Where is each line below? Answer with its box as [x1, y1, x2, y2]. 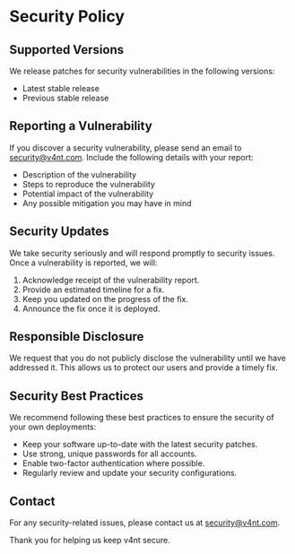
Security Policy [9, 6, 126, 27]
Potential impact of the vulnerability [22, 188, 154, 199]
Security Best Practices [9, 388, 144, 403]
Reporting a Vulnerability [9, 118, 152, 134]
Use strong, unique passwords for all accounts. [22, 448, 197, 459]
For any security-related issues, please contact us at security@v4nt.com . [9, 517, 281, 528]
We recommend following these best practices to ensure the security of [9, 412, 275, 423]
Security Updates [9, 224, 109, 239]
